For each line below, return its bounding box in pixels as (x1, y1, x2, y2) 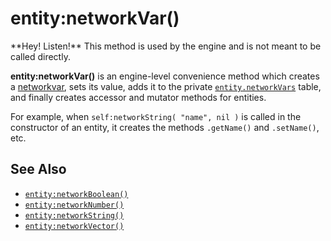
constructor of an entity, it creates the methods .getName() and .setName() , (10, 121, 320, 133)
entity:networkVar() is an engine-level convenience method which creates (10, 70, 320, 82)
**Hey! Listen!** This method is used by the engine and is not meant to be (10, 40, 322, 52)
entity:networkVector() (24, 221, 125, 231)
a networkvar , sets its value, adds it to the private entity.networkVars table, (10, 80, 322, 92)
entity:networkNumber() (24, 200, 125, 210)
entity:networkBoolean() (24, 189, 129, 199)
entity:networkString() (24, 210, 125, 221)
